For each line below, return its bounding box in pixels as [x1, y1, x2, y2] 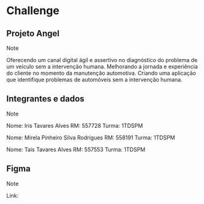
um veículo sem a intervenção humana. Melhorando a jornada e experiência [6, 63, 198, 70]
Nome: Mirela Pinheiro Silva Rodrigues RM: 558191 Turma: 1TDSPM [6, 133, 176, 141]
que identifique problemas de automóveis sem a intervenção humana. [6, 76, 183, 83]
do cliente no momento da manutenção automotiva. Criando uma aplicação [6, 69, 196, 77]
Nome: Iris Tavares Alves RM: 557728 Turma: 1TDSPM [6, 122, 143, 129]
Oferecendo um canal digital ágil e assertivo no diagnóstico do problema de [6, 57, 198, 63]
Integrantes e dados [6, 93, 85, 104]
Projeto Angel [6, 28, 60, 39]
